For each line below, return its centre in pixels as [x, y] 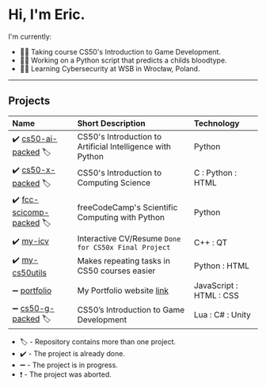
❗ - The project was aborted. [66, 374]
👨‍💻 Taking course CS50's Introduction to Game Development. [120, 51]
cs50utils [30, 272]
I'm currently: [30, 36]
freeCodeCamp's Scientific [127, 207]
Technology [217, 123]
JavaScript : [216, 285]
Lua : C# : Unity [222, 315]
